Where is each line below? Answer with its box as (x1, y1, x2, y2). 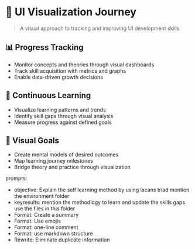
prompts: (5, 175, 28, 182)
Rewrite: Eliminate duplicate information (13, 236, 110, 243)
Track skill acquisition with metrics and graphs (13, 67, 126, 74)
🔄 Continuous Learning (5, 90, 91, 100)
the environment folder (13, 193, 70, 200)
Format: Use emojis (13, 217, 61, 225)
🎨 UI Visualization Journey (5, 5, 137, 19)
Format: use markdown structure (13, 230, 93, 237)
